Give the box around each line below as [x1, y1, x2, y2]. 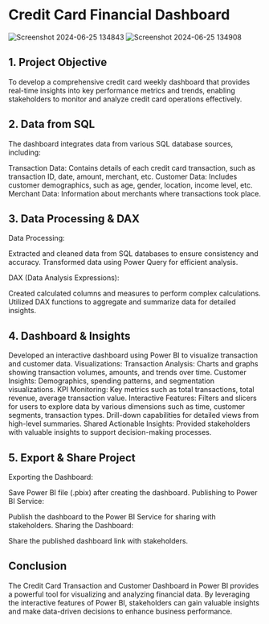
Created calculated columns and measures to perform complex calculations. [8, 288, 261, 299]
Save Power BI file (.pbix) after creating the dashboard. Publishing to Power [8, 488, 258, 497]
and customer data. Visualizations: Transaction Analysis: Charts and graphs [8, 359, 259, 369]
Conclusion [8, 560, 67, 573]
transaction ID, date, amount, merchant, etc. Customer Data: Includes [8, 171, 238, 181]
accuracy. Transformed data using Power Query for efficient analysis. [8, 258, 238, 267]
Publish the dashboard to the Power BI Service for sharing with [8, 512, 217, 521]
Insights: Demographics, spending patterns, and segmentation [8, 376, 215, 386]
